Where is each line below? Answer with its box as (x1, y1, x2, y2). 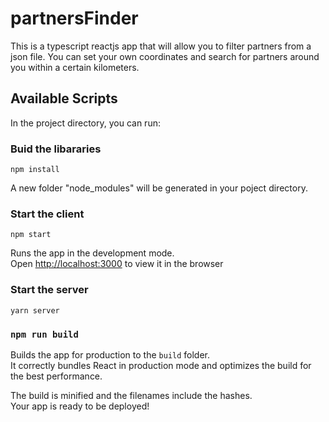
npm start (10, 230, 52, 240)
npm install (10, 165, 60, 175)
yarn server (10, 305, 60, 316)
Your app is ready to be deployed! (10, 400, 150, 412)
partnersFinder (10, 7, 139, 30)
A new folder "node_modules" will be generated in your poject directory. (10, 182, 308, 194)
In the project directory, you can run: (10, 117, 161, 129)
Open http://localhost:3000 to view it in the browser (10, 258, 224, 270)
